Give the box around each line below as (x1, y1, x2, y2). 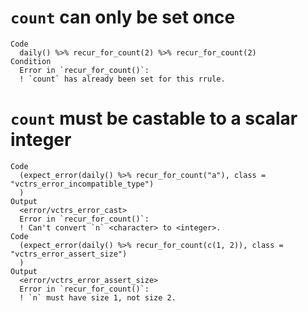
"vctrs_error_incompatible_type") (10, 179, 155, 189)
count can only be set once (10, 6, 236, 29)
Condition (10, 56, 52, 66)
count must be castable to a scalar (10, 107, 298, 130)
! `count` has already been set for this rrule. (19, 74, 226, 84)
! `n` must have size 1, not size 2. (19, 292, 177, 303)
